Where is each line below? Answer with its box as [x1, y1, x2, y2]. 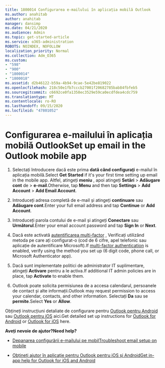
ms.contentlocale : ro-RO [5, 99, 56, 104]
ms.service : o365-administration [5, 39, 74, 44]
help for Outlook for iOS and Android [21, 357, 96, 363]
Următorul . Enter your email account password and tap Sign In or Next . [12, 222, 157, 228]
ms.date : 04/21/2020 [5, 26, 48, 31]
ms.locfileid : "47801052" [5, 108, 58, 113]
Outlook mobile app [5, 150, 87, 162]
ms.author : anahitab [5, 12, 48, 17]
